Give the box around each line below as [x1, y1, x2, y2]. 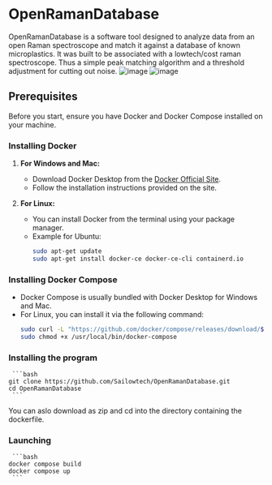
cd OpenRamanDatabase [8, 384, 82, 393]
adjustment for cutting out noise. [8, 66, 118, 75]
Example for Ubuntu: [32, 232, 101, 242]
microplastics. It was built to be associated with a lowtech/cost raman [8, 49, 242, 58]
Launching [8, 435, 51, 446]
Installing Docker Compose [8, 273, 118, 285]
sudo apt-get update [32, 247, 102, 255]
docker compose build [8, 460, 82, 469]
